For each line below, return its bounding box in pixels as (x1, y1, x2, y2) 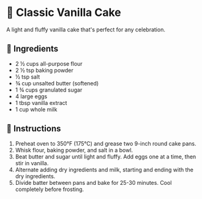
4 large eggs (15, 92, 48, 100)
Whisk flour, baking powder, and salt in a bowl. (15, 146, 133, 154)
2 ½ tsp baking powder (15, 66, 73, 74)
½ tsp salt (15, 73, 40, 80)
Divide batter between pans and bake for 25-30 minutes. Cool (15, 179, 172, 186)
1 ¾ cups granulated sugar (15, 86, 83, 93)
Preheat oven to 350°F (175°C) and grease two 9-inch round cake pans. (15, 139, 196, 147)
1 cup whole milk (15, 106, 58, 113)
